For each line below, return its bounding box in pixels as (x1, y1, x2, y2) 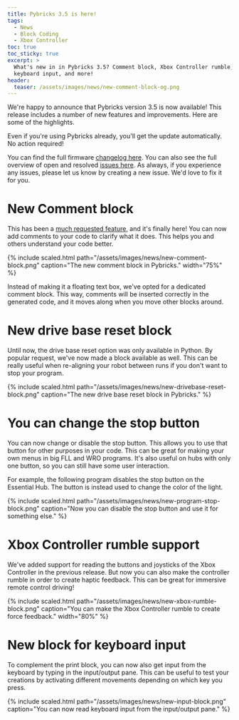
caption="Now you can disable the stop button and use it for (41, 504, 218, 513)
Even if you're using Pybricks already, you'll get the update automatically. (7, 132, 223, 140)
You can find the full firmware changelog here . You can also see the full (7, 153, 217, 162)
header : (7, 76, 31, 84)
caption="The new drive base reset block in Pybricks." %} (41, 390, 212, 399)
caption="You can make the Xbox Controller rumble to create (41, 605, 221, 613)
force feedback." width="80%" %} (7, 612, 109, 620)
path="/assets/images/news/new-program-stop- (76, 497, 221, 505)
